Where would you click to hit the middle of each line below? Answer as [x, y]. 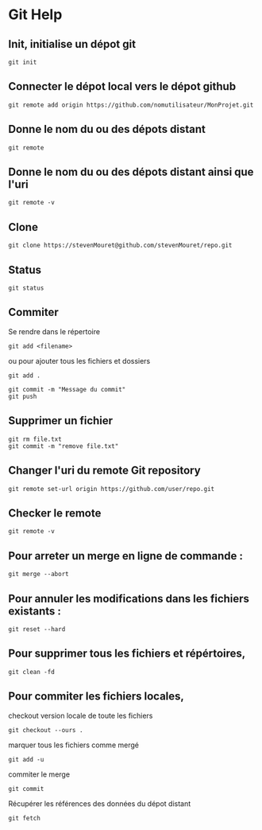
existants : [35, 611]
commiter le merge [39, 774]
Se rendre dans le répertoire [54, 331]
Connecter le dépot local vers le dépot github [122, 86]
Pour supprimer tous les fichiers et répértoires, [127, 654]
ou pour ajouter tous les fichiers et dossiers [79, 360]
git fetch [25, 818]
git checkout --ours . [46, 730]
